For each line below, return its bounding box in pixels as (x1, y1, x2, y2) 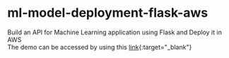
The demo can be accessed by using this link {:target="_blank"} (7, 43, 192, 51)
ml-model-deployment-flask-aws (7, 5, 209, 21)
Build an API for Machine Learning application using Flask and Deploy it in (7, 28, 223, 36)
